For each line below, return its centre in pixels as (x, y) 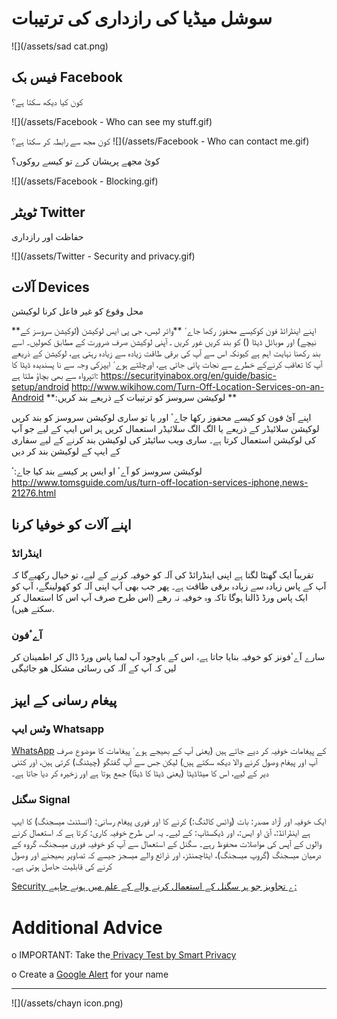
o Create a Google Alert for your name (90, 974)
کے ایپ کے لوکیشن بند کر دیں (66, 451)
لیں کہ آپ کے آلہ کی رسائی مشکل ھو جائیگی (94, 668)
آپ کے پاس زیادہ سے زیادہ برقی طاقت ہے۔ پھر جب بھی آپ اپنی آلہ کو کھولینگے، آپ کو (169, 586)
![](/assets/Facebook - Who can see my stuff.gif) (112, 121)
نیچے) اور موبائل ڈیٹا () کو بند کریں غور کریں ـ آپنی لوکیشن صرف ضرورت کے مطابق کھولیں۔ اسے (164, 342)
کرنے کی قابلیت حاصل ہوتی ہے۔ (62, 866)
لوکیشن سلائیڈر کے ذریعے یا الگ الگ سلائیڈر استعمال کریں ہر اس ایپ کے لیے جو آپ (165, 429)
